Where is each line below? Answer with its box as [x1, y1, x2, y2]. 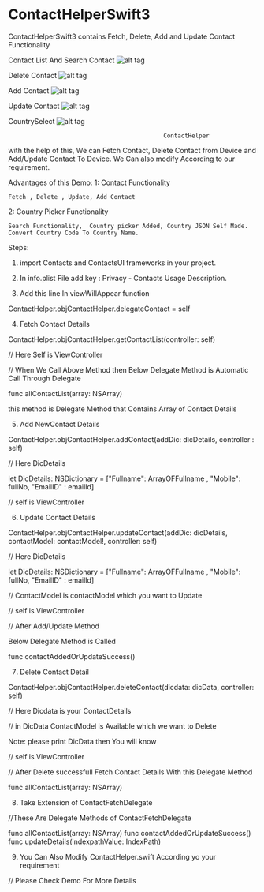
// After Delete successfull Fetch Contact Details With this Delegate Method [8, 767, 253, 777]
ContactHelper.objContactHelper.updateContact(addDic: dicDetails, [8, 527, 228, 538]
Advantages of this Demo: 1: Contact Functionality [8, 178, 171, 187]
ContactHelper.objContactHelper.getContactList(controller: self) [8, 334, 216, 344]
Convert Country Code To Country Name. [8, 229, 139, 237]
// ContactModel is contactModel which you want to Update [8, 590, 203, 600]
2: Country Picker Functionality [8, 207, 109, 216]
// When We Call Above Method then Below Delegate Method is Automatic [8, 365, 249, 374]
